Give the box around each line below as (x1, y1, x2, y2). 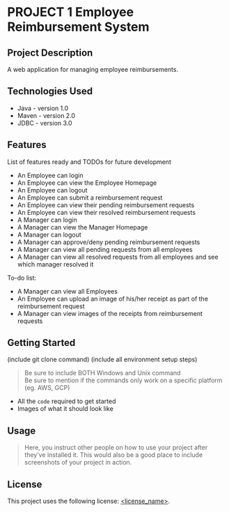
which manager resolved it (17, 259, 94, 269)
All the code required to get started (17, 397, 116, 405)
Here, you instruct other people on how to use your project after (24, 444, 208, 452)
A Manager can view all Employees (17, 287, 118, 295)
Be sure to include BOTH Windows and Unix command (24, 369, 181, 377)
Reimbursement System (7, 19, 150, 35)
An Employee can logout (17, 186, 88, 194)
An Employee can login (17, 171, 84, 179)
